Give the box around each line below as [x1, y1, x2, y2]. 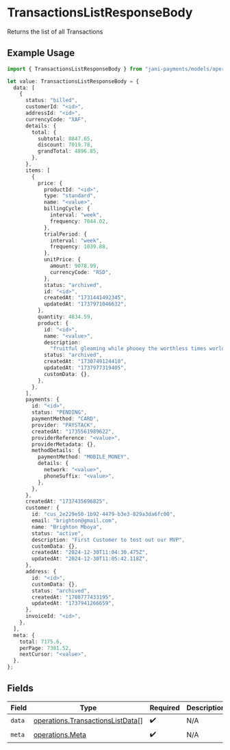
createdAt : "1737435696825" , [25, 498, 109, 505]
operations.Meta [33, 730, 87, 740]
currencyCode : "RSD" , [50, 268, 112, 275]
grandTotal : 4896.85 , [37, 148, 99, 155]
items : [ [25, 166, 51, 174]
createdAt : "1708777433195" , [31, 594, 115, 601]
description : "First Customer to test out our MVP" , [31, 536, 186, 543]
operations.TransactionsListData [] [33, 716, 144, 725]
